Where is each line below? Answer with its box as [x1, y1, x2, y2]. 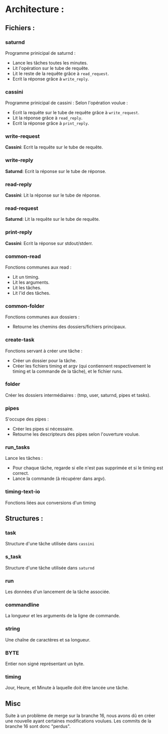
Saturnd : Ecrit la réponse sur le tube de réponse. [5, 168, 106, 174]
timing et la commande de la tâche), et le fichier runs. [12, 368, 123, 374]
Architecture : [5, 4, 64, 15]
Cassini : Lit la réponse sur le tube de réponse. [5, 192, 101, 198]
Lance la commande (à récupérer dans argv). [12, 475, 106, 481]
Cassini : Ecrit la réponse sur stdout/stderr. [5, 240, 93, 246]
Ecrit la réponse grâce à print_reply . [12, 120, 89, 126]
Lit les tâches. [12, 284, 42, 290]
